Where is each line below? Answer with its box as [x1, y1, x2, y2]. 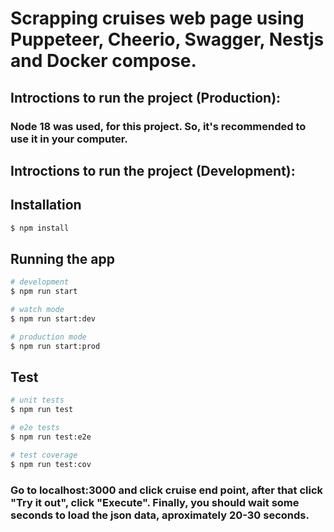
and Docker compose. [10, 50, 197, 72]
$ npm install [10, 223, 70, 233]
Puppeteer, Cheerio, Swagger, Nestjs [10, 28, 325, 51]
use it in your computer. [10, 132, 128, 146]
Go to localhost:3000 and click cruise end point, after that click [10, 483, 324, 497]
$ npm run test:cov [10, 459, 92, 469]
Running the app [10, 250, 115, 267]
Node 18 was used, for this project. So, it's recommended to [10, 119, 307, 133]
